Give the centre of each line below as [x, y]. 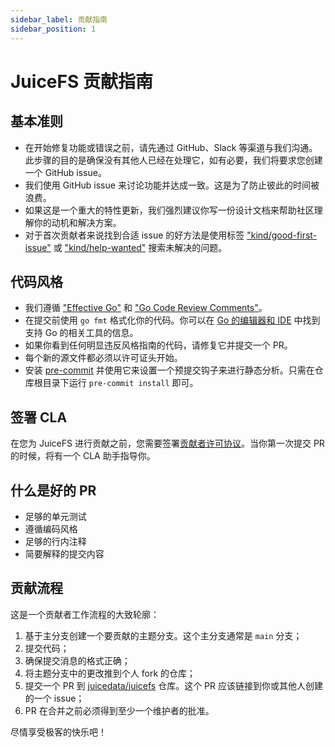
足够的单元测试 [55, 516]
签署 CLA [39, 417]
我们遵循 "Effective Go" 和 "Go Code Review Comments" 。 [146, 308]
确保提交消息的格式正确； [77, 660]
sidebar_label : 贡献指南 [59, 19]
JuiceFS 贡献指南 [81, 81]
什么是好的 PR [53, 490]
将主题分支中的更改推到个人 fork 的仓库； [110, 673]
